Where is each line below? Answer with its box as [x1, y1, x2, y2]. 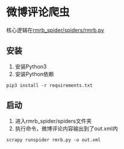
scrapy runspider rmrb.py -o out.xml [6, 136, 101, 143]
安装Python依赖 [14, 70, 54, 78]
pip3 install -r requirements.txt [6, 82, 93, 88]
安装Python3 [14, 62, 47, 70]
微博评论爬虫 [6, 5, 70, 19]
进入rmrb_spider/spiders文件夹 [14, 117, 92, 124]
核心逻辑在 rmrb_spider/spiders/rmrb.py [6, 26, 104, 34]
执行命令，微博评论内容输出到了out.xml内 [14, 124, 119, 132]
